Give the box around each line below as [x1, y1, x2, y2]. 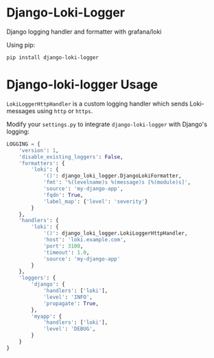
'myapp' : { [31, 313, 62, 320]
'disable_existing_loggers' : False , [19, 153, 124, 160]
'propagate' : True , [43, 300, 99, 307]
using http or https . [36, 106, 93, 115]
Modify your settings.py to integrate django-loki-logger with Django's [6, 120, 207, 128]
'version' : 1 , [19, 147, 59, 154]
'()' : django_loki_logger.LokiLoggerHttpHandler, [43, 230, 188, 237]
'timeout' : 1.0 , [43, 249, 90, 256]
